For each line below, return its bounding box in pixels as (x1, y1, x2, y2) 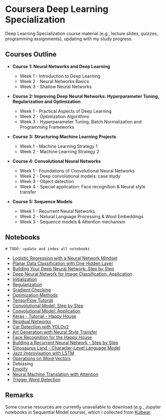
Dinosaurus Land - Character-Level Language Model (12, 344, 121, 351)
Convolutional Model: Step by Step (12, 302, 83, 309)
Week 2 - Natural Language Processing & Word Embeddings (19, 213, 144, 219)
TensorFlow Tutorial (12, 297, 53, 303)
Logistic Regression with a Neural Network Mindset (12, 255, 118, 261)
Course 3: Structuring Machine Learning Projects (12, 133, 117, 140)
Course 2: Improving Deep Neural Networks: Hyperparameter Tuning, (12, 93, 160, 99)
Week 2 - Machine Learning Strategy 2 (19, 148, 99, 155)
